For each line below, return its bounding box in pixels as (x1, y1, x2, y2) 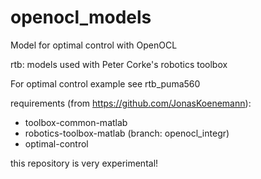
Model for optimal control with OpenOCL (10, 39, 178, 51)
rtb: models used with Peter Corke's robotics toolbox (10, 58, 228, 70)
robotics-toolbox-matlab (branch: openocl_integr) (24, 127, 230, 139)
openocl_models (10, 6, 152, 29)
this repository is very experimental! (10, 157, 159, 169)
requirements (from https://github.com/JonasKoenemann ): (10, 97, 252, 109)
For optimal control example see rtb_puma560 (10, 77, 201, 90)
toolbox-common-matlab (24, 116, 128, 128)
